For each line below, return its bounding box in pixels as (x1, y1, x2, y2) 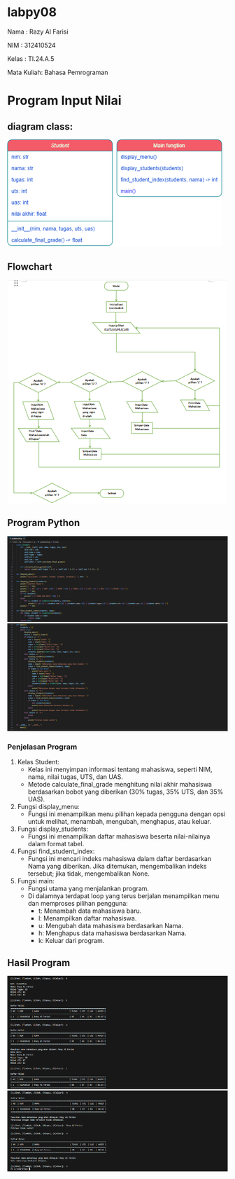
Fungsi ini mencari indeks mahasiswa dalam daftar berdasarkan (27, 855, 212, 863)
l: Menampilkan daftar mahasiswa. (38, 914, 137, 923)
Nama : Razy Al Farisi (7, 27, 69, 36)
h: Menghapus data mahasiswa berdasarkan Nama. (38, 929, 187, 937)
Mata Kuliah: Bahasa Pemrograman (7, 68, 108, 76)
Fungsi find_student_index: (17, 847, 95, 855)
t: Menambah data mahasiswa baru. (38, 906, 142, 915)
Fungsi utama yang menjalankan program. (27, 884, 149, 893)
